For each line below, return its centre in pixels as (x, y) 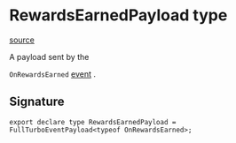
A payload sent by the (49, 56)
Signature (37, 102)
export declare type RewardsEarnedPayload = (93, 122)
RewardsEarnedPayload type (118, 15)
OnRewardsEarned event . (52, 74)
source (22, 40)
